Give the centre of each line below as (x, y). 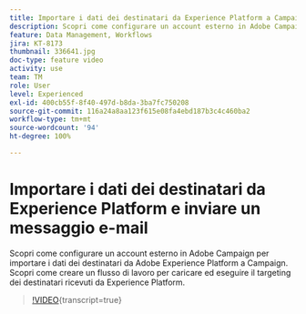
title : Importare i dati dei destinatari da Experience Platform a (140, 18)
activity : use (36, 69)
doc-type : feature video (56, 60)
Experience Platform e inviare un (135, 209)
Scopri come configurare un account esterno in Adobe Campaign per (139, 253)
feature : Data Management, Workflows (81, 35)
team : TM (26, 77)
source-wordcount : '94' (55, 128)
